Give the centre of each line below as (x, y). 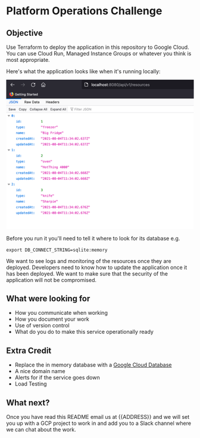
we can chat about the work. (41, 430)
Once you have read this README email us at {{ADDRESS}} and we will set (98, 417)
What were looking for (48, 299)
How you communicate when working (61, 313)
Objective (25, 33)
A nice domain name (40, 371)
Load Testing (31, 384)
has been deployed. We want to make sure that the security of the (87, 273)
